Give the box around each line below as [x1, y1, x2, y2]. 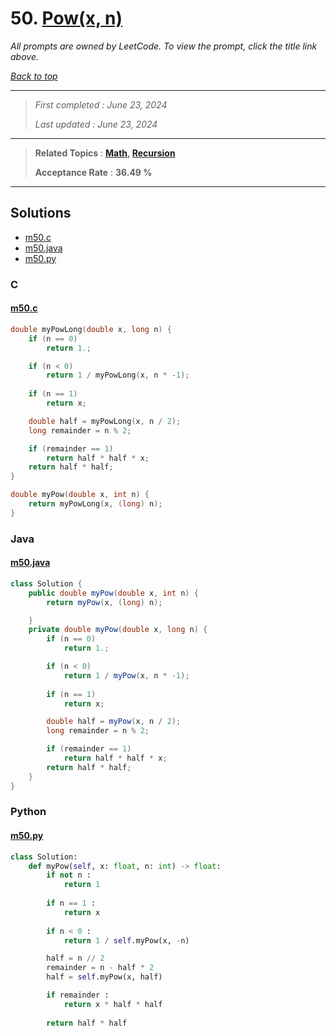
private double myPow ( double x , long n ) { [28, 625, 208, 635]
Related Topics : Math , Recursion [34, 147, 176, 159]
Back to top [10, 70, 58, 82]
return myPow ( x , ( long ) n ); [46, 597, 163, 607]
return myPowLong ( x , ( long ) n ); [28, 499, 163, 509]
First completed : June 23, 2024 [34, 98, 168, 111]
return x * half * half [63, 999, 163, 1009]
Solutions [10, 205, 72, 222]
